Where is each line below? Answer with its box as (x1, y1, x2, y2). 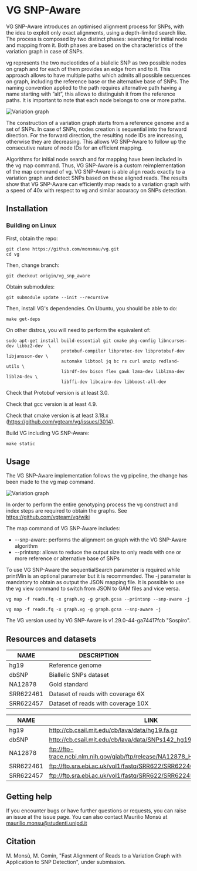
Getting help (6, 791, 52, 801)
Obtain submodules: (6, 283, 55, 290)
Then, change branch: (6, 262, 60, 269)
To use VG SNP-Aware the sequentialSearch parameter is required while (6, 567, 181, 574)
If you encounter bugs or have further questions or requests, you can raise (6, 807, 186, 814)
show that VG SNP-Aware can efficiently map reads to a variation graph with (6, 180, 191, 188)
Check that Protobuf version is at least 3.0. (6, 389, 110, 396)
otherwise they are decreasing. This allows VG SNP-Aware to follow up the (6, 138, 186, 145)
